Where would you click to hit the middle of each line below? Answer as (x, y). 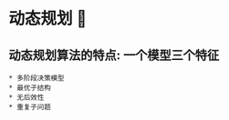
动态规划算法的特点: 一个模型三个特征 (114, 55)
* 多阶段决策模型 (36, 78)
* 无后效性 (26, 97)
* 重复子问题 (30, 107)
